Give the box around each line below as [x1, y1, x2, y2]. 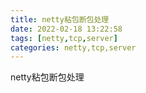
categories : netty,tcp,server [10, 42, 137, 53]
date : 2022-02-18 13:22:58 [10, 24, 123, 34]
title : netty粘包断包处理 [10, 14, 110, 25]
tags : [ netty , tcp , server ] [10, 33, 118, 43]
